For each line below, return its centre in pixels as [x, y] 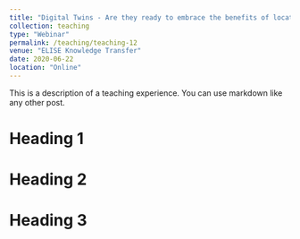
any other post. [37, 102]
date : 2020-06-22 [42, 59]
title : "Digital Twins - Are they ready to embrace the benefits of [139, 17]
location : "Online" [46, 68]
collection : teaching [50, 26]
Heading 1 [47, 139]
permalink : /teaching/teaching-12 [74, 43]
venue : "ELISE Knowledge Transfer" [75, 51]
